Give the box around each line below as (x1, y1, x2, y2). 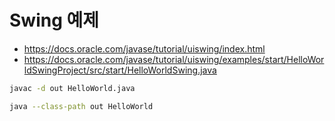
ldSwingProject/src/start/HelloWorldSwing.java (23, 64, 217, 76)
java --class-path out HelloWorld (9, 101, 154, 111)
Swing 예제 (9, 9, 99, 32)
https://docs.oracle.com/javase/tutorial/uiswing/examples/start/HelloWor (23, 53, 325, 65)
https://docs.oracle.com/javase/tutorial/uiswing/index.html (23, 42, 266, 55)
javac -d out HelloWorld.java (9, 83, 136, 93)
